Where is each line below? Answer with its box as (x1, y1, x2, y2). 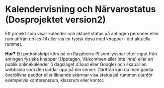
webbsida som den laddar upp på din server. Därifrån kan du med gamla (5, 66, 153, 73)
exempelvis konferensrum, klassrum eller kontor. (5, 77, 105, 83)
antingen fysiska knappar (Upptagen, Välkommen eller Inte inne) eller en (5, 56, 154, 62)
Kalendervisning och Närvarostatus (5, 3, 156, 15)
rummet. (5, 41, 22, 47)
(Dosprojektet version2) (5, 14, 106, 25)
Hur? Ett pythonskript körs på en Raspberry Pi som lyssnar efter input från (5, 51, 158, 57)
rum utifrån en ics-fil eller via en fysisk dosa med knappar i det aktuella (5, 36, 151, 42)
